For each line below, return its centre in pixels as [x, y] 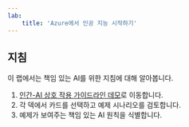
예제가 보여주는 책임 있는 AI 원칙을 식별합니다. [91, 115]
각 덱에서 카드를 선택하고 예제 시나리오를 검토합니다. [100, 105]
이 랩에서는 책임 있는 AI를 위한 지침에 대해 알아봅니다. [91, 78]
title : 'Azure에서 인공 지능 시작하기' [79, 23]
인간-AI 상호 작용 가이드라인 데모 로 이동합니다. [91, 95]
